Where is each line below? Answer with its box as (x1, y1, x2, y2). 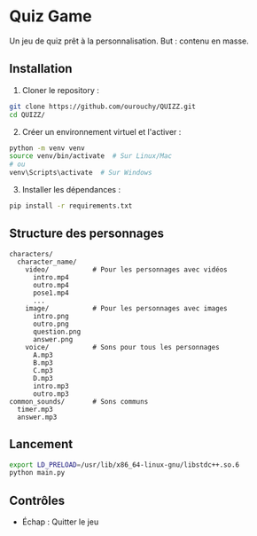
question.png (32, 327, 82, 336)
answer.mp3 (17, 413, 58, 422)
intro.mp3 (32, 382, 69, 390)
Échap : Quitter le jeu (21, 516, 99, 527)
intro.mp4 (32, 272, 69, 281)
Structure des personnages (9, 226, 165, 241)
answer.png (32, 335, 74, 343)
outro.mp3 (32, 389, 69, 398)
